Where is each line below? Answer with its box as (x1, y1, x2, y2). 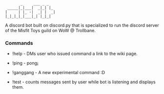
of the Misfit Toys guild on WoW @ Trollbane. (5, 28, 96, 33)
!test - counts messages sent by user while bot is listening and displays (12, 79, 156, 85)
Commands (5, 39, 33, 46)
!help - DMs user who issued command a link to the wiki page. (12, 51, 138, 56)
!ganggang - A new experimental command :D (12, 70, 105, 75)
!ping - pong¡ (12, 60, 39, 66)
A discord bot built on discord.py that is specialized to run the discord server (5, 22, 159, 28)
